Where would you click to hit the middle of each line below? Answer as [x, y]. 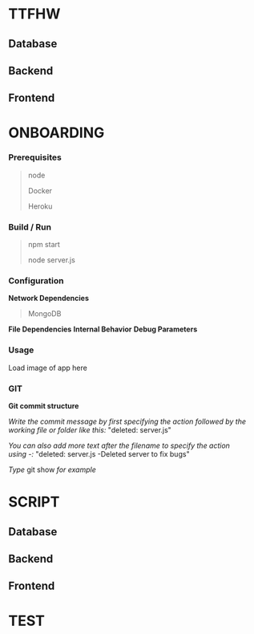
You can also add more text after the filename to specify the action [119, 445]
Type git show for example [52, 469]
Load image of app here [48, 368]
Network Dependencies [49, 299]
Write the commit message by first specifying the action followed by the [127, 421]
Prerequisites [35, 157]
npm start [44, 245]
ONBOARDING [56, 132]
